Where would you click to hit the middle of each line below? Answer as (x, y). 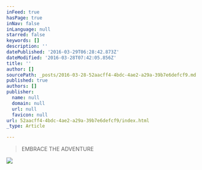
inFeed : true (23, 12)
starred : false (26, 35)
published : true (27, 80)
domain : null (29, 103)
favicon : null (30, 115)
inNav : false (23, 23)
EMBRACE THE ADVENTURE (57, 149)
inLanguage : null (29, 29)
